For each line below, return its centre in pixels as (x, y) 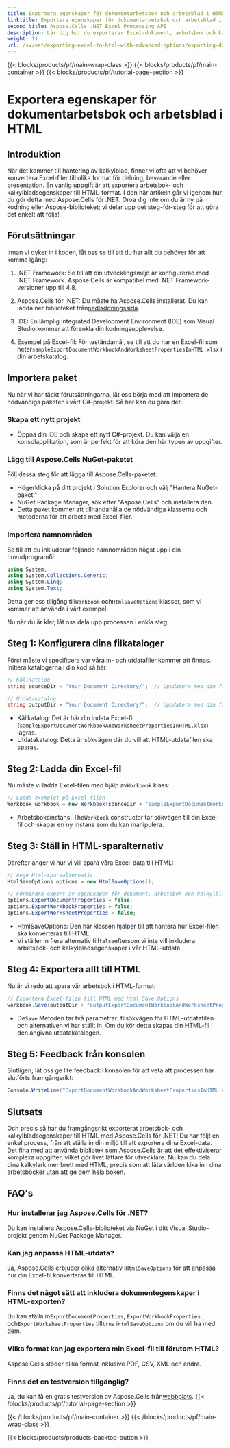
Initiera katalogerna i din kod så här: (57, 667)
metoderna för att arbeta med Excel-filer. (75, 517)
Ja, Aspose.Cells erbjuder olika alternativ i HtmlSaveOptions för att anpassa (111, 1268)
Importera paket (42, 378)
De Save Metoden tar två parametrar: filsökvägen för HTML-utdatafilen (115, 1018)
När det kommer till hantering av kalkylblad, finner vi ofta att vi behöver (107, 171)
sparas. (28, 747)
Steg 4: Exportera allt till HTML (74, 969)
